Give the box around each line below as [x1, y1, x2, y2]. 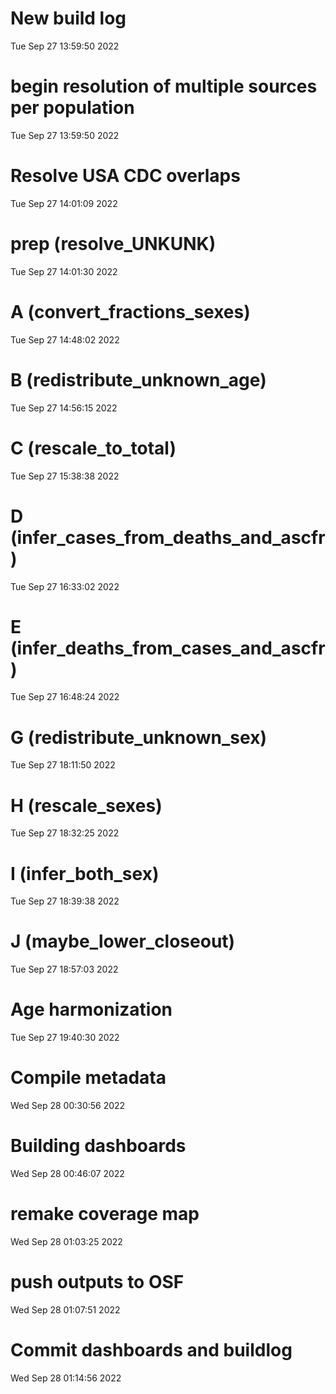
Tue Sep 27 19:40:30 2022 [10, 1032, 120, 1044]
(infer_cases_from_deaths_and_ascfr [10, 526, 326, 549]
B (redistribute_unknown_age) [10, 368, 267, 391]
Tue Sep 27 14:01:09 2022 [10, 197, 118, 209]
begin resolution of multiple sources [10, 75, 318, 98]
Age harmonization [10, 998, 173, 1021]
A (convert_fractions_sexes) [10, 300, 251, 323]
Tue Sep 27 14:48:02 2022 [10, 333, 120, 346]
